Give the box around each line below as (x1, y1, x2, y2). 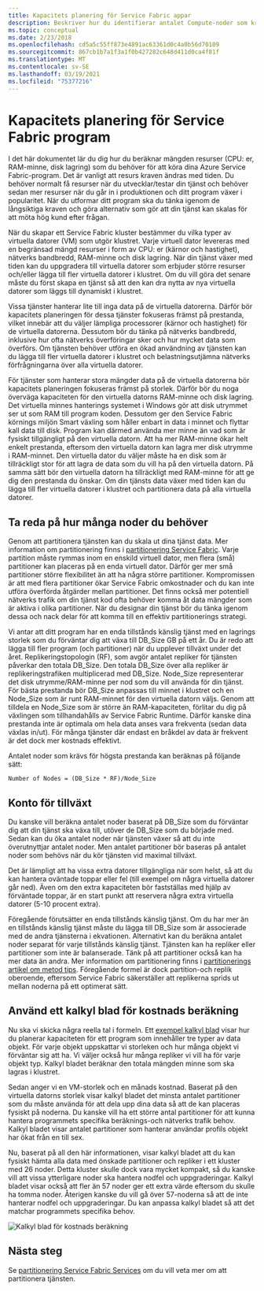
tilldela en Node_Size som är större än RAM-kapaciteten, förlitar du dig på (8, 703, 247, 712)
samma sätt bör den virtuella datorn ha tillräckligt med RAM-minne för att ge (8, 468, 255, 477)
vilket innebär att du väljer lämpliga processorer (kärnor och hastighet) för (8, 318, 247, 328)
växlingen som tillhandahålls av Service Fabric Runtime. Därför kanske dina (8, 710, 251, 721)
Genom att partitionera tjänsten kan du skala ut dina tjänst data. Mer (8, 536, 229, 546)
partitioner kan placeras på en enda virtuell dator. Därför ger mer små (8, 562, 233, 571)
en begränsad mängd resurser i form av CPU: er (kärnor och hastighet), (8, 245, 240, 254)
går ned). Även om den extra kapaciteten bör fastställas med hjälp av (8, 883, 231, 892)
